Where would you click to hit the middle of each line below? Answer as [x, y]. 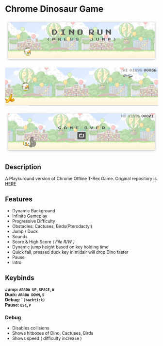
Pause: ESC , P [18, 305]
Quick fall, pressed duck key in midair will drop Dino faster [70, 252]
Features [19, 199]
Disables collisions [31, 328]
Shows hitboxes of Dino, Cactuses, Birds [53, 333]
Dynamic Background [34, 211]
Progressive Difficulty [34, 221]
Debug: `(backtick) [25, 299]
